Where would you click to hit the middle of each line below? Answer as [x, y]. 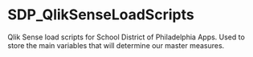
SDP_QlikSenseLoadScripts [101, 15]
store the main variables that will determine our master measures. [116, 45]
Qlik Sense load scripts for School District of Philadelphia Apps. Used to [126, 37]
